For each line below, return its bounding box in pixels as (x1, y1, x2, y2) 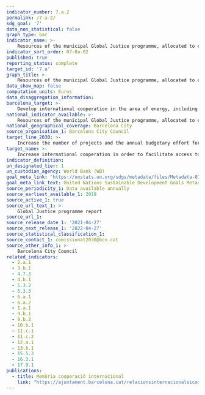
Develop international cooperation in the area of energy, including (17, 105, 198, 112)
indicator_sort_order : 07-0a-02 (6, 49, 88, 55)
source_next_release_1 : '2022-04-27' (6, 225, 103, 231)
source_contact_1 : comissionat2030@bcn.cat (6, 236, 119, 243)
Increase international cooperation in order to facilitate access (17, 151, 192, 157)
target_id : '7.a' (6, 66, 51, 72)
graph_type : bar (6, 32, 48, 38)
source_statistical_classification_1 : (6, 231, 105, 237)
